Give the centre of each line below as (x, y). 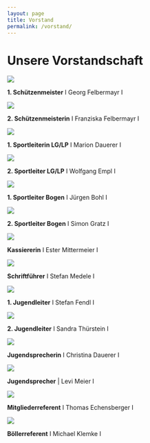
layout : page (26, 13)
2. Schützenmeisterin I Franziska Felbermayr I (73, 119)
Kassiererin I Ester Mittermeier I (53, 250)
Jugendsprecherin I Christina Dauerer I (63, 355)
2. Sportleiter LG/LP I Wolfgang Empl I (61, 171)
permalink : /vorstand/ (40, 26)
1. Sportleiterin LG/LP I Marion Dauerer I (64, 145)
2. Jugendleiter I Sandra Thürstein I (58, 329)
